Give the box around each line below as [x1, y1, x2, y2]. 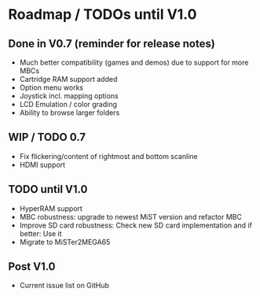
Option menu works [19, 83, 84, 92]
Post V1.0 [8, 260, 57, 273]
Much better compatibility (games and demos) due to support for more [19, 57, 249, 67]
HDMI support [19, 160, 65, 169]
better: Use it [19, 228, 62, 238]
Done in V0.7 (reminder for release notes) [8, 37, 216, 50]
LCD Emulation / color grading [19, 100, 118, 109]
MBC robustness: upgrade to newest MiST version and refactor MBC [19, 212, 242, 221]
